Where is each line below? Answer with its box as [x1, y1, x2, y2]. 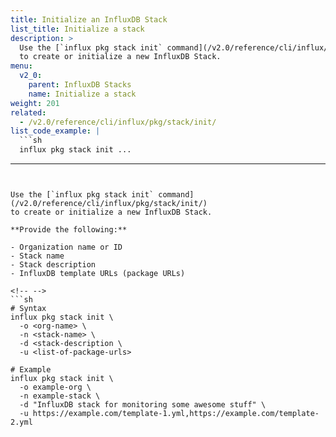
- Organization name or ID [10, 242, 123, 252]
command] [158, 190, 195, 200]
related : [10, 107, 47, 118]
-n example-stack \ [19, 391, 101, 401]
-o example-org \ [19, 382, 92, 392]
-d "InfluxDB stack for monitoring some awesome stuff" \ [19, 400, 267, 410]
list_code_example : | [10, 126, 101, 136]
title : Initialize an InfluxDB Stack [10, 14, 168, 25]
